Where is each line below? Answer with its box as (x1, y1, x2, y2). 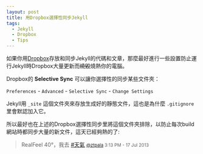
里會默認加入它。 (6, 108, 49, 114)
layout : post (6, 9, 40, 15)
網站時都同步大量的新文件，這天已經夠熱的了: (6, 128, 120, 135)
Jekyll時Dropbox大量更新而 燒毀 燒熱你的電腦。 (11, 62, 128, 69)
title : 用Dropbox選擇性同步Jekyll (6, 15, 88, 21)
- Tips (12, 37, 29, 43)
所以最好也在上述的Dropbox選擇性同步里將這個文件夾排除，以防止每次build (6, 121, 194, 128)
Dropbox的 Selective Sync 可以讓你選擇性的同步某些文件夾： (6, 75, 160, 82)
